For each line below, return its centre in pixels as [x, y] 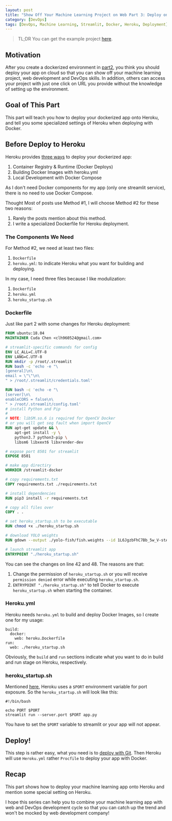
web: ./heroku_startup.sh [38, 647]
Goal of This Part [33, 105]
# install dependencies [31, 493]
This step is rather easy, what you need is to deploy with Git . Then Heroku [83, 752]
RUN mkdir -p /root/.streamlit [39, 361]
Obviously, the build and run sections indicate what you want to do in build [84, 657]
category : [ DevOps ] [26, 19]
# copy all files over [29, 507]
